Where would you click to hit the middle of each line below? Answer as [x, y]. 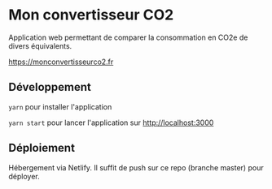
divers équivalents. [40, 45]
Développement [50, 87]
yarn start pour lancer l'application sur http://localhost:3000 [111, 122]
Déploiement [42, 148]
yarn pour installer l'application [60, 106]
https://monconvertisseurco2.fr [61, 62]
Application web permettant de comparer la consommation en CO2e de [128, 37]
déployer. [24, 176]
